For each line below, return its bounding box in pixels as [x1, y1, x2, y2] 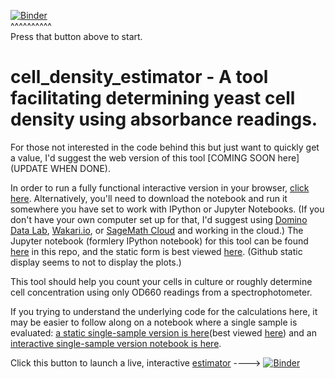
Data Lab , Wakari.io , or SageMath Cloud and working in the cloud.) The [10, 224, 304, 236]
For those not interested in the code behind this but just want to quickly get [10, 141, 320, 153]
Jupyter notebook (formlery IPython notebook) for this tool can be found [10, 235, 309, 247]
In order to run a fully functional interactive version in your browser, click [10, 181, 310, 194]
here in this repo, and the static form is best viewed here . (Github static [10, 245, 303, 257]
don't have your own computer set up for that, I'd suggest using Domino [10, 213, 308, 225]
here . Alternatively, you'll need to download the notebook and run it [10, 192, 288, 204]
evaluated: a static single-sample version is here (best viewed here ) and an [10, 326, 317, 339]
